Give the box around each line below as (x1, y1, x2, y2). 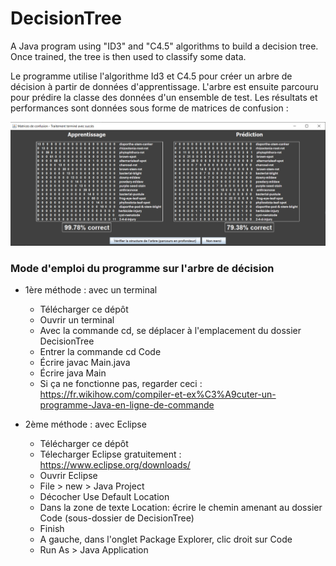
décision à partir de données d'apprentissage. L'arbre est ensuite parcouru (10, 80, 319, 92)
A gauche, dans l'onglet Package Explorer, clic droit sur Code (39, 533, 293, 546)
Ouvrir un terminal (39, 314, 115, 326)
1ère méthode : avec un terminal (24, 284, 158, 296)
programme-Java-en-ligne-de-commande (39, 399, 215, 411)
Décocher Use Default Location (39, 491, 170, 503)
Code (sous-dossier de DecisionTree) (39, 512, 195, 524)
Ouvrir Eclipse (39, 470, 98, 482)
